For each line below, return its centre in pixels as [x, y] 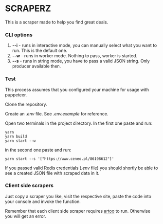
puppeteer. [16, 95]
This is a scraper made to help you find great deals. [57, 22]
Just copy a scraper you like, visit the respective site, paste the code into [78, 196]
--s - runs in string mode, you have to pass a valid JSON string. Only [81, 61]
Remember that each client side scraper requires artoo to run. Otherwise [78, 211]
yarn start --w [20, 141]
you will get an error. [26, 216]
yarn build [16, 136]
